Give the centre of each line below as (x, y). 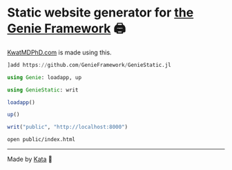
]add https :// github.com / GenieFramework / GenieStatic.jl (89, 65)
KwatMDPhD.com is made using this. (59, 52)
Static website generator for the (100, 13)
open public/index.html (41, 140)
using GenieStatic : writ (43, 90)
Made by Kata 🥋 (30, 159)
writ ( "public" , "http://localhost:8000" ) (68, 127)
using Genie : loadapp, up (44, 77)
